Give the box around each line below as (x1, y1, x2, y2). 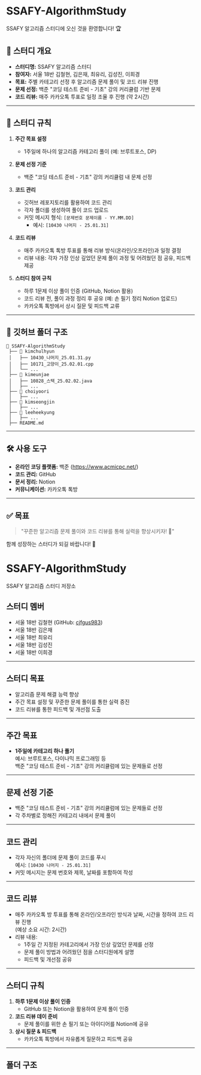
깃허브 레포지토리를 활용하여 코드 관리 (23, 199, 112, 206)
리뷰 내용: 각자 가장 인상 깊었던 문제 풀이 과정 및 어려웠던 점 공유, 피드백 (23, 254, 191, 262)
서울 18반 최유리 (14, 633, 53, 641)
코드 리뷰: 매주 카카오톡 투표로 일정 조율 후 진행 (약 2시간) (14, 93, 150, 100)
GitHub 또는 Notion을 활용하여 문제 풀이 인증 (23, 1005, 129, 1012)
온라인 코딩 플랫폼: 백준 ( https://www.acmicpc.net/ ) (14, 463, 139, 470)
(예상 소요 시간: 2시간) (14, 926, 67, 933)
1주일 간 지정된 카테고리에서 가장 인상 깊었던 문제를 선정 (23, 941, 154, 948)
